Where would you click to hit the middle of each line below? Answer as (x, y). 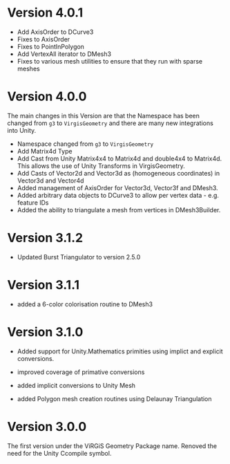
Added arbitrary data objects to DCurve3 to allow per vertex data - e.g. (118, 195)
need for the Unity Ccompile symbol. (59, 453)
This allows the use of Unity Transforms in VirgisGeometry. (101, 166)
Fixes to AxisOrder (44, 39)
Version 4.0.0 (47, 96)
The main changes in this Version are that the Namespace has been (104, 115)
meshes (28, 68)
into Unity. (22, 130)
